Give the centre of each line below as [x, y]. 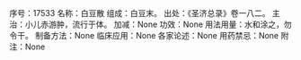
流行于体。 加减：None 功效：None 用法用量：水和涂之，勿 [181, 24]
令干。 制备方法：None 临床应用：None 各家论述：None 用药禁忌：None [144, 35]
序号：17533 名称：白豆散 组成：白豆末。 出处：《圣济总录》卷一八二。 [140, 13]
